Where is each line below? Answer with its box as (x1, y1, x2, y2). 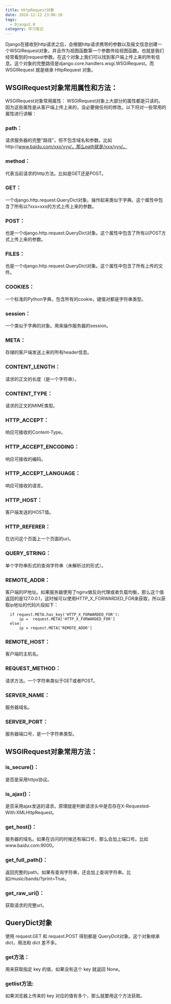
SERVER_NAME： (5, 691, 50, 699)
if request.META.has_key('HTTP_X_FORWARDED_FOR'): (10, 612, 120, 617)
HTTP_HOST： (5, 496, 42, 504)
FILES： (5, 250, 25, 257)
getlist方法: (5, 980, 34, 988)
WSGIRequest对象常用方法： (5, 747, 98, 756)
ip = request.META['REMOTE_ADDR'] (18, 625, 93, 630)
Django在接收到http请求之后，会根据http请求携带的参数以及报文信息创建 (5, 41, 158, 48)
